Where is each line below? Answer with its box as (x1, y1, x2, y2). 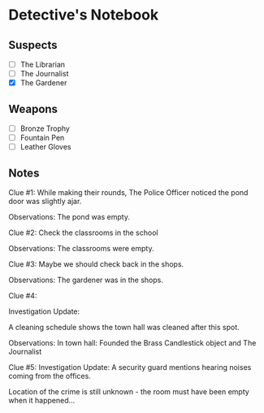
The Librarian (19, 59, 66, 69)
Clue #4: (8, 291, 37, 300)
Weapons (8, 102, 58, 115)
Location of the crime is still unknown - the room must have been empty (8, 387, 249, 396)
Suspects (8, 38, 58, 52)
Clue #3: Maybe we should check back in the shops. (8, 259, 184, 269)
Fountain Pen (19, 133, 65, 143)
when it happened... (8, 396, 76, 405)
